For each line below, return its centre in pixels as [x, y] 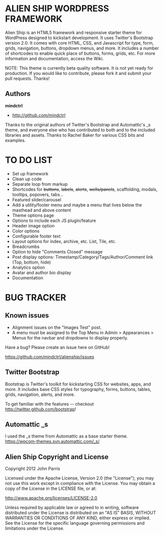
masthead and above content [41, 210]
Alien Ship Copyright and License [57, 457]
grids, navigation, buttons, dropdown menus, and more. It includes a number [82, 48]
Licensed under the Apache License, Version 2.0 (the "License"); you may [80, 478]
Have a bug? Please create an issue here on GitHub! [57, 347]
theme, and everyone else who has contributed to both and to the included [80, 130]
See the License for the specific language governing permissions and [75, 523]
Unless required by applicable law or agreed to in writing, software [72, 508]
